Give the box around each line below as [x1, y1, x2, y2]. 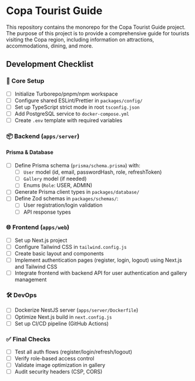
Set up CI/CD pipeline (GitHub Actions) [14, 320, 109, 327]
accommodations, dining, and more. [6, 42, 93, 49]
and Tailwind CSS [14, 263, 58, 271]
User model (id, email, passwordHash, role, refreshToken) [23, 168, 162, 176]
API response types [23, 208, 72, 215]
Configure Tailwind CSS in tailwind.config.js [14, 243, 127, 250]
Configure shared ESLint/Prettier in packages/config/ [14, 97, 143, 104]
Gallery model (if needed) [23, 175, 87, 183]
